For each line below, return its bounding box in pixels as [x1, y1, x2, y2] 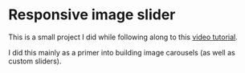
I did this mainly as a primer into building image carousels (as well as [8, 47, 235, 57]
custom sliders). [8, 56, 62, 66]
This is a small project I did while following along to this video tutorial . [8, 32, 239, 42]
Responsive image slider [8, 6, 176, 24]
